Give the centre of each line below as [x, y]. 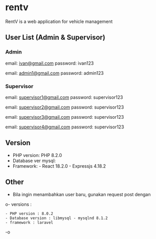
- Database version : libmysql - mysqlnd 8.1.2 [57, 218]
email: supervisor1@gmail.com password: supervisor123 [64, 97]
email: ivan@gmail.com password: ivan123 [50, 63]
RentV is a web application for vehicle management [59, 21]
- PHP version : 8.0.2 [29, 214]
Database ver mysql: [34, 161]
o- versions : [19, 204]
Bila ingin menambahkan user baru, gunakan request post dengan [82, 194]
